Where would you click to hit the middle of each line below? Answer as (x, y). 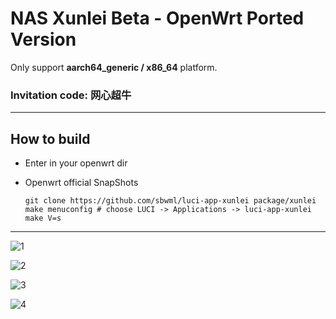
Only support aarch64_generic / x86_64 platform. (114, 67)
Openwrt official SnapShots (81, 183)
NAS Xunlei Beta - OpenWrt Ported (157, 18)
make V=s (43, 218)
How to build (50, 138)
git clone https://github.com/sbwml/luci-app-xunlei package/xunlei (170, 201)
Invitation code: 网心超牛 (71, 95)
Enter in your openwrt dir (76, 163)
